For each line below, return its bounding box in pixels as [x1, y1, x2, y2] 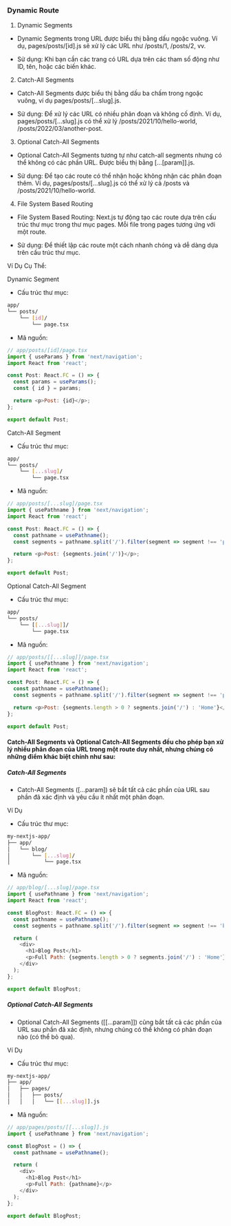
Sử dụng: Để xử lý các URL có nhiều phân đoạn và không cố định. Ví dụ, [16, 110, 222, 118]
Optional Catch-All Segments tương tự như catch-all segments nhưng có [16, 151, 222, 160]
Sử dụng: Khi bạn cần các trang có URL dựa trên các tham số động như [16, 55, 220, 63]
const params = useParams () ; [13, 378, 97, 386]
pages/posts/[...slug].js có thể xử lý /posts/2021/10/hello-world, [16, 117, 197, 125]
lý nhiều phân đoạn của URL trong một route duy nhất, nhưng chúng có [7, 745, 214, 754]
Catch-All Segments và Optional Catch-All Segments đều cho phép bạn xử [7, 738, 224, 746]
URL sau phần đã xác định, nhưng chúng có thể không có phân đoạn [16, 1025, 212, 1033]
